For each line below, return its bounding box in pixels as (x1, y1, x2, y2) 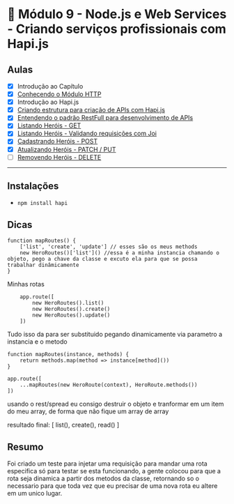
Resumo (7, 441, 44, 452)
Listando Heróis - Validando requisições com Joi (17, 129, 157, 138)
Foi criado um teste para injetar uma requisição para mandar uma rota (7, 459, 208, 468)
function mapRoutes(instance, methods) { (7, 351, 130, 358)
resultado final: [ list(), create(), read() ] (7, 421, 120, 429)
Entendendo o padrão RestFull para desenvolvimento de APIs (17, 114, 194, 122)
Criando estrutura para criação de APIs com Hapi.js (17, 106, 166, 114)
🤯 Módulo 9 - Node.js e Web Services (7, 6, 227, 22)
